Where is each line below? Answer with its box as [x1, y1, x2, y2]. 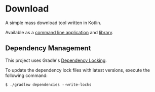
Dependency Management [5, 44, 91, 53]
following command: [5, 72, 48, 78]
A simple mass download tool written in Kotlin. [5, 20, 102, 26]
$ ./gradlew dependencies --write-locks [5, 82, 92, 87]
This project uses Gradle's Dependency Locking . [5, 57, 107, 63]
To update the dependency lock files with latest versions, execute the [5, 67, 150, 73]
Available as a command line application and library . [5, 29, 114, 35]
